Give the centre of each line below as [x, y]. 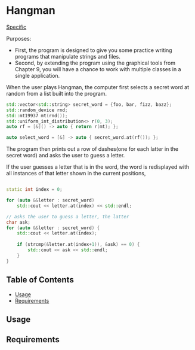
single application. [37, 75]
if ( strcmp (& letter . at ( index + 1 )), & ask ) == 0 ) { [78, 245]
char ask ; [18, 222]
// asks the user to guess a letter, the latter [68, 217]
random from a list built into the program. [57, 93]
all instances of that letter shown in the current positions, [76, 174]
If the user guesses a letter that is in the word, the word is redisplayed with [98, 167]
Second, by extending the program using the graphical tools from [95, 63]
